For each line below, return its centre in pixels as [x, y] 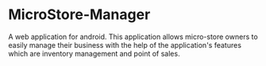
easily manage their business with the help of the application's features [125, 45]
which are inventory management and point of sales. [94, 53]
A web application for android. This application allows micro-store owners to [133, 37]
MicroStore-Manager [79, 15]
